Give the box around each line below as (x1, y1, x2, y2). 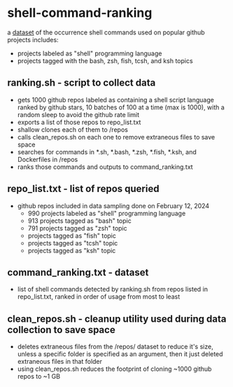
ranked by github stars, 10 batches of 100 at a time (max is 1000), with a (17, 103, 225, 111)
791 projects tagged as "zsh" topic (27, 224, 127, 232)
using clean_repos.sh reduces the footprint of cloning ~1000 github (17, 365, 212, 373)
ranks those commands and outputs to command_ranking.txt (17, 163, 194, 171)
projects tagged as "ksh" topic (27, 246, 116, 254)
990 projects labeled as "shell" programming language (27, 209, 186, 217)
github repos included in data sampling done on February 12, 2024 (17, 201, 210, 210)
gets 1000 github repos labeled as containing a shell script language (17, 95, 215, 104)
